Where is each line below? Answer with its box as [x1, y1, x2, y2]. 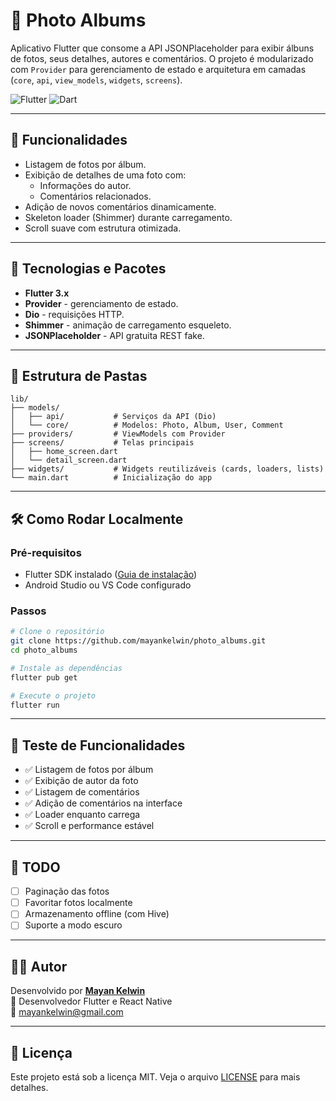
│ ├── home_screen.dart [10, 447, 118, 457]
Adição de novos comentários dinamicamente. [24, 200, 217, 213]
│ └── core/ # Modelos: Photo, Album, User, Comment [10, 420, 284, 431]
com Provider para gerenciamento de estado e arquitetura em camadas [10, 63, 307, 75]
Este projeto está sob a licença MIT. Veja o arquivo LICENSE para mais [10, 1070, 301, 1083]
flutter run [10, 700, 60, 710]
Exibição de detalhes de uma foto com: [24, 169, 187, 181]
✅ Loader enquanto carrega [24, 809, 141, 821]
